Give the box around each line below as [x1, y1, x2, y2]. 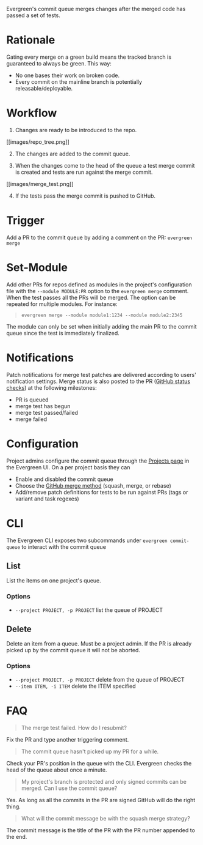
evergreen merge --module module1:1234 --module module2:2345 [21, 312, 183, 318]
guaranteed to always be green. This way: [6, 59, 112, 67]
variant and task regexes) [15, 495, 79, 502]
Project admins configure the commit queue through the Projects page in [6, 457, 190, 464]
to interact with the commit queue [21, 543, 107, 550]
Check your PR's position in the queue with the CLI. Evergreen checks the [6, 759, 192, 767]
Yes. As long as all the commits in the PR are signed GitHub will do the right [6, 796, 196, 803]
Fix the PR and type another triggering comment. [6, 735, 129, 743]
